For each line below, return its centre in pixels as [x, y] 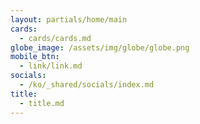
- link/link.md [51, 66]
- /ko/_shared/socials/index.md [87, 85]
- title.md [42, 103]
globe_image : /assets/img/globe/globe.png [100, 47]
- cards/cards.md [55, 38]
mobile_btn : [35, 57]
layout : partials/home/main [69, 19]
